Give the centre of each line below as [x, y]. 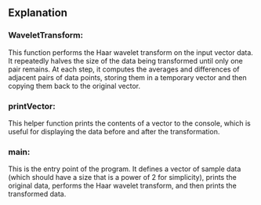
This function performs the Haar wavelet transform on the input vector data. [130, 52]
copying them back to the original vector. [74, 86]
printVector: [32, 106]
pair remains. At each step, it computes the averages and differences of [124, 69]
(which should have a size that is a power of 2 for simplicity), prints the [122, 178]
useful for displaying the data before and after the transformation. [114, 131]
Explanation [38, 13]
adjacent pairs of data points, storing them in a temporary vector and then [127, 77]
